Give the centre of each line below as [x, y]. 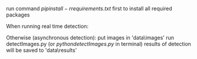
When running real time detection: [47, 26]
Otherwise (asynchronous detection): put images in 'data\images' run [90, 37]
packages [18, 15]
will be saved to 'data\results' [42, 50]
